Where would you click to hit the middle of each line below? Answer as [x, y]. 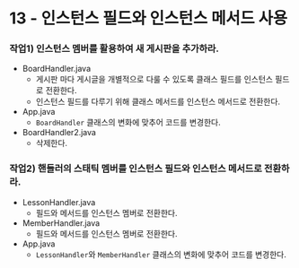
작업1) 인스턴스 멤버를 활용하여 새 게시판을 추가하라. [114, 48]
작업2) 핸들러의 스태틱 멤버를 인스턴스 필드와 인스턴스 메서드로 [136, 169]
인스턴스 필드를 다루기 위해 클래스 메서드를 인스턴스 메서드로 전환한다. [158, 102]
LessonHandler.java [59, 202]
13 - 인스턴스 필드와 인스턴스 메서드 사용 [149, 18]
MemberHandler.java [61, 223]
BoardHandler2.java [59, 133]
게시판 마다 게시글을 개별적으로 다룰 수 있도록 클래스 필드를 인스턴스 [154, 79]
